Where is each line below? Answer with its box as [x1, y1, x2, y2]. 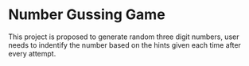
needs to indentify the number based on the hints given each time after [8, 40, 241, 49]
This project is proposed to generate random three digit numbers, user [8, 32, 239, 41]
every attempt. [8, 49, 56, 58]
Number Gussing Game [8, 6, 165, 24]
